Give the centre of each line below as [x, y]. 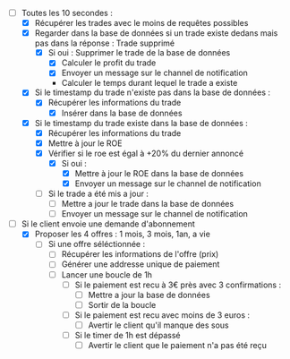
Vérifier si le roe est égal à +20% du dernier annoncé [145, 153]
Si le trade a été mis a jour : [98, 193]
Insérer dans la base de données [122, 113]
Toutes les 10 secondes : [67, 13]
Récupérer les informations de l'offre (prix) [140, 254]
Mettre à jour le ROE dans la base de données [159, 173]
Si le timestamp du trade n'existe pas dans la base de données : [152, 92]
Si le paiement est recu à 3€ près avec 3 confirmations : [178, 285]
